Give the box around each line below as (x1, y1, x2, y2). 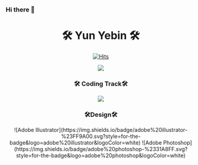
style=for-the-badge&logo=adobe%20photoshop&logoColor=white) (16, 152, 186, 159)
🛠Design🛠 (84, 111, 118, 119)
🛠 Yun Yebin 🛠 (62, 29, 140, 43)
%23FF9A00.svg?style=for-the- (60, 132, 141, 140)
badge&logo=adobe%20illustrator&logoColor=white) (9, 139, 141, 146)
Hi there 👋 (5, 5, 36, 14)
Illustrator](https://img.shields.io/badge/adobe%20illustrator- (35, 126, 188, 134)
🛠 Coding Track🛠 (74, 79, 128, 88)
